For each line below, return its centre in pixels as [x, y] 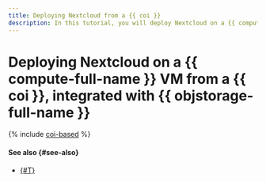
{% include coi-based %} [49, 135]
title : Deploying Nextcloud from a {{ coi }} [84, 15]
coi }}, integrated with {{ [90, 95]
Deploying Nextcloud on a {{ [103, 62]
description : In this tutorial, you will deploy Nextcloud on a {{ [122, 23]
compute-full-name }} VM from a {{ [127, 79]
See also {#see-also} [44, 153]
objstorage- [214, 95]
